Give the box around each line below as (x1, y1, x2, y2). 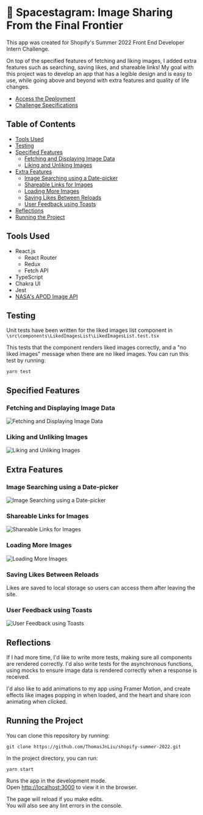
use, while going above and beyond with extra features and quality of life (6, 76, 190, 84)
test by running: (6, 357, 46, 364)
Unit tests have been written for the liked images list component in (6, 326, 173, 334)
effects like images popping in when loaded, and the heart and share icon (6, 691, 191, 699)
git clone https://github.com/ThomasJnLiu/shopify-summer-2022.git (6, 743, 182, 750)
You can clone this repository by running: (6, 732, 110, 739)
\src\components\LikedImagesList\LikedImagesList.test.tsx (6, 333, 160, 339)
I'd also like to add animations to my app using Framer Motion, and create (6, 685, 191, 693)
